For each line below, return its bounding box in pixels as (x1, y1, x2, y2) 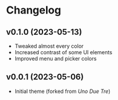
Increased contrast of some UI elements (14, 49, 113, 56)
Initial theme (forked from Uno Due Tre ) (14, 88, 111, 95)
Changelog (6, 4, 61, 17)
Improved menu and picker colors (14, 55, 97, 62)
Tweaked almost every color (14, 42, 84, 49)
